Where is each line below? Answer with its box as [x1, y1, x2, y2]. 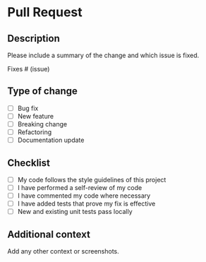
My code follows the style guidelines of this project [17, 175, 166, 184]
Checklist [7, 157, 51, 169]
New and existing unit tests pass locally [17, 208, 133, 216]
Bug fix [17, 104, 39, 112]
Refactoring [17, 128, 52, 136]
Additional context [7, 228, 90, 240]
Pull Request [7, 4, 83, 20]
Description [7, 32, 60, 44]
